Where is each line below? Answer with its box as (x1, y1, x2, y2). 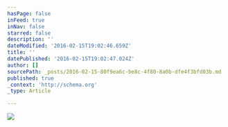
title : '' (7, 49, 36, 56)
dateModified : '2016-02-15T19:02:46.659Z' (7, 42, 132, 49)
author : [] (7, 62, 39, 69)
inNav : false (7, 23, 45, 30)
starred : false (7, 29, 51, 37)
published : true (7, 74, 54, 82)
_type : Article (7, 87, 51, 94)
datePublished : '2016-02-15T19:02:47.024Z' (7, 56, 135, 62)
